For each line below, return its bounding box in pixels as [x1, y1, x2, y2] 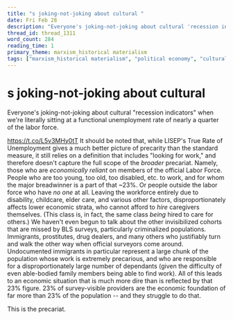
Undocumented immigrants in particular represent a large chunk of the [7, 247, 209, 255]
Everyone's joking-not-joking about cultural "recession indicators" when [7, 108, 214, 117]
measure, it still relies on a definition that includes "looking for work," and [7, 151, 216, 160]
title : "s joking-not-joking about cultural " [7, 10, 144, 17]
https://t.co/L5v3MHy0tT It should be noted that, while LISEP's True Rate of [7, 136, 223, 144]
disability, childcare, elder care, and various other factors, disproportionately [7, 195, 226, 203]
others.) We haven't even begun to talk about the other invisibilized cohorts [7, 217, 223, 226]
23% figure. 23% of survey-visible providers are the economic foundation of [7, 284, 226, 292]
